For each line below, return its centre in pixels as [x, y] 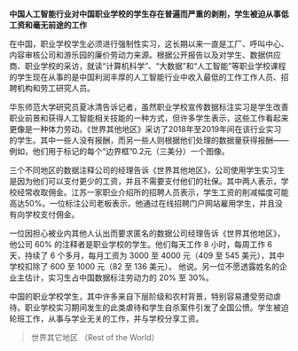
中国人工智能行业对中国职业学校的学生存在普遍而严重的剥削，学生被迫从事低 [149, 14]
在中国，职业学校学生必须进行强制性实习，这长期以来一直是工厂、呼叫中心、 [149, 44]
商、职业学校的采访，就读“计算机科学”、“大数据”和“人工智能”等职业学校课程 [148, 66]
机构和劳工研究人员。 [55, 88]
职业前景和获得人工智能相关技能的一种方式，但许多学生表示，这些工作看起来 [149, 118]
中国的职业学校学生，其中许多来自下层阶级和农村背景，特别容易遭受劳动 [141, 296]
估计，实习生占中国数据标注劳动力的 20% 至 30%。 [119, 277]
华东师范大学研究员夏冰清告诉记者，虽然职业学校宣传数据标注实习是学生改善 [149, 107]
